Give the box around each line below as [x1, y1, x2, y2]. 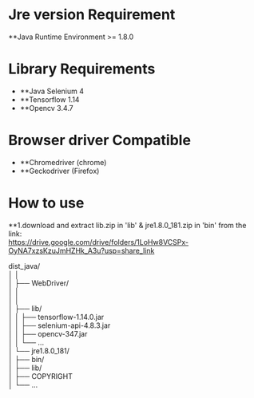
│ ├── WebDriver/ [8, 278, 69, 288]
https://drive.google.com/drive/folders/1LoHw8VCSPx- [8, 237, 189, 246]
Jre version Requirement [8, 6, 176, 24]
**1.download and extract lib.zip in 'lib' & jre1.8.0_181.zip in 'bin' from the [8, 220, 247, 230]
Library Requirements [8, 60, 156, 78]
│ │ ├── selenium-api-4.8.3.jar [8, 321, 111, 330]
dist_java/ [8, 261, 41, 270]
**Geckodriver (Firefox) [19, 166, 100, 175]
